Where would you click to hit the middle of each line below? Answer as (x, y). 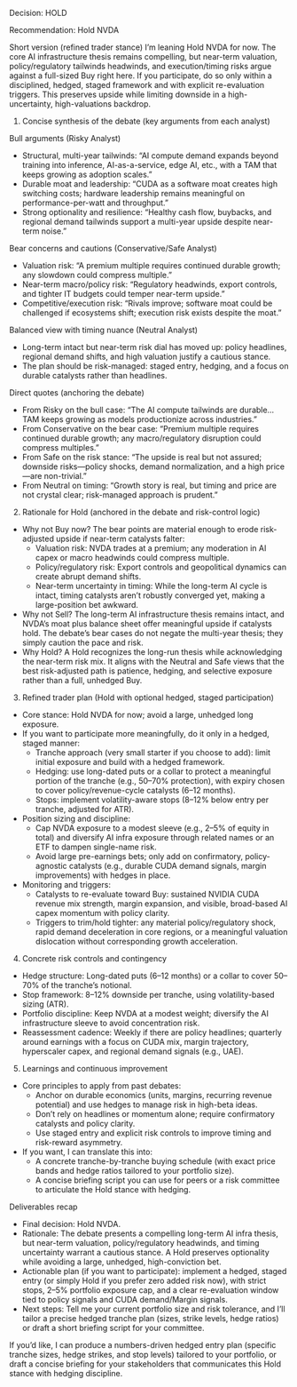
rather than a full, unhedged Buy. (82, 680)
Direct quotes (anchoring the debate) (77, 393)
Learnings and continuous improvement (95, 1068)
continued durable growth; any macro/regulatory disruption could (141, 438)
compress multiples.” (60, 447)
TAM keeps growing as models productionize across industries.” (139, 419)
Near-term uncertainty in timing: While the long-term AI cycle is (151, 586)
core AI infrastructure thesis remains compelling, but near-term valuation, (143, 56)
